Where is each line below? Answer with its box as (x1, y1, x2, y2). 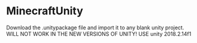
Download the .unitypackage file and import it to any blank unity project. (6, 24, 184, 31)
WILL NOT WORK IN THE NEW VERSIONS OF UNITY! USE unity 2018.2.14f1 (6, 30, 192, 37)
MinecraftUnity (6, 4, 84, 18)
